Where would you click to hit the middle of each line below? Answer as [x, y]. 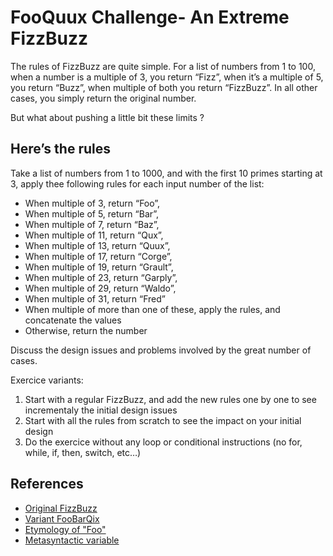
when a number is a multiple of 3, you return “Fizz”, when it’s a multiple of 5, [167, 77]
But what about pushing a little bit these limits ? [107, 117]
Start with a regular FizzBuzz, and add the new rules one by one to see [170, 399]
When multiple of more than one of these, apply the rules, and [152, 309]
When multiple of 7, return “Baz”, [92, 224]
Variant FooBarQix [62, 518]
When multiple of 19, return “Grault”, [99, 267]
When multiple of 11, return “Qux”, [94, 235]
